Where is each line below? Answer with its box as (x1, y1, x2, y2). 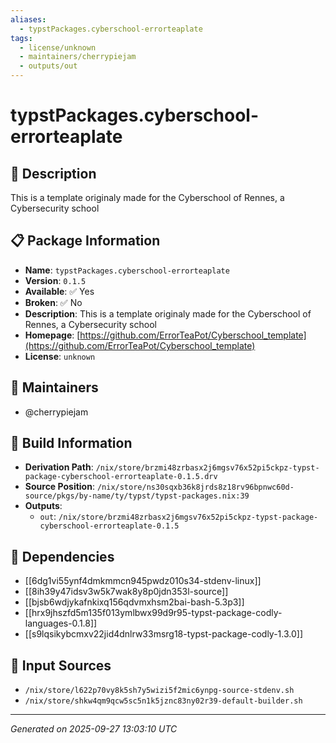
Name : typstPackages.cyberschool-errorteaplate (24, 264, 230, 276)
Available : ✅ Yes (24, 285, 95, 297)
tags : (10, 33, 33, 43)
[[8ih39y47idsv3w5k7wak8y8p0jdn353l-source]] (24, 586, 229, 598)
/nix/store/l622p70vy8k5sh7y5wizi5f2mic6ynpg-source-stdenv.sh (24, 686, 295, 696)
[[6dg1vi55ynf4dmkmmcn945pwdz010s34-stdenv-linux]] (24, 575, 262, 587)
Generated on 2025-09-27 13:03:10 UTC (10, 723, 178, 735)
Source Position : (24, 481, 95, 493)
